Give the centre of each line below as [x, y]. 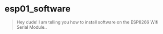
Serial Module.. [32, 27]
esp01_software [38, 9]
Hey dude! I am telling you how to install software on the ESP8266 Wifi [87, 22]
